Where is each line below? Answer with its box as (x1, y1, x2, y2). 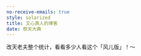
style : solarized (6, 15, 51, 21)
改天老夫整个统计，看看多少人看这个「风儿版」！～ (6, 43, 135, 51)
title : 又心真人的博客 (6, 20, 58, 26)
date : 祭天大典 (6, 26, 42, 32)
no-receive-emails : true (6, 9, 70, 15)
